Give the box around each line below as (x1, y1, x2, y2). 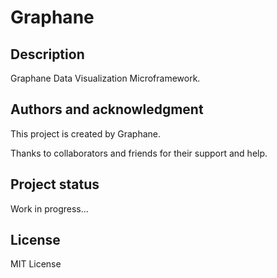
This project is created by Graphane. (10, 127, 161, 140)
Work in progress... (10, 202, 89, 215)
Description (10, 46, 85, 63)
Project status (10, 176, 100, 193)
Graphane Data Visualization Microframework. (10, 72, 201, 84)
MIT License (10, 258, 62, 270)
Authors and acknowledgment (10, 101, 204, 118)
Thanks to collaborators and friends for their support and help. (10, 147, 268, 159)
